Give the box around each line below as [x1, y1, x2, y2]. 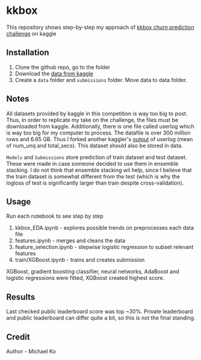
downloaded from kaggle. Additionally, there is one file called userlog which [6, 122, 194, 130]
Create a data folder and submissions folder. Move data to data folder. [14, 76, 188, 83]
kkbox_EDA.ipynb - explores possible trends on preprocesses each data [14, 224, 194, 232]
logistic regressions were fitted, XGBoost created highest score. [6, 274, 165, 282]
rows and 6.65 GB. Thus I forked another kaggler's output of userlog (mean [6, 135, 193, 142]
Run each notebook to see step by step [6, 212, 104, 220]
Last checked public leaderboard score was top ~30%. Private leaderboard [6, 308, 194, 315]
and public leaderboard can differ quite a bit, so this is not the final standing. [6, 314, 196, 321]
